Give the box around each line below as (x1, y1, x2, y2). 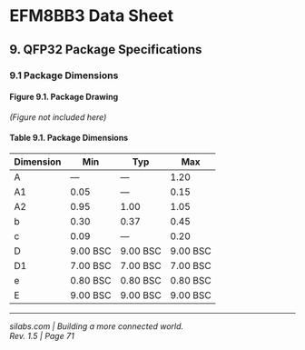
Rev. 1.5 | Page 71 (9, 330, 74, 341)
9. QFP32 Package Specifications (9, 42, 202, 57)
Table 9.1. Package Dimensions (9, 133, 129, 144)
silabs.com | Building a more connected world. (9, 320, 184, 332)
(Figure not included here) (9, 111, 107, 123)
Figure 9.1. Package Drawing (9, 92, 119, 103)
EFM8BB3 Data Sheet (9, 5, 174, 26)
